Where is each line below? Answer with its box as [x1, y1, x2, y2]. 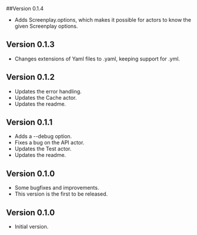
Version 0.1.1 [6, 117, 53, 127]
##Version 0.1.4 [6, 5, 44, 12]
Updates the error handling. [14, 88, 82, 95]
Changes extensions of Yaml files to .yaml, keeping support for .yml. [14, 55, 181, 62]
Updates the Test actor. [14, 145, 72, 152]
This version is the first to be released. [14, 190, 108, 197]
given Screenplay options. [14, 23, 78, 29]
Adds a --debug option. [14, 133, 72, 140]
